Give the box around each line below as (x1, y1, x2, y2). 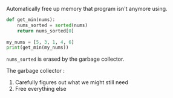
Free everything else (15, 85, 67, 93)
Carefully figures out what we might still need (15, 79, 129, 86)
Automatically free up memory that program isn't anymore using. (6, 5, 168, 12)
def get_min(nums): (6, 17, 56, 23)
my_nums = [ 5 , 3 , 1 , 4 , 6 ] (6, 39, 74, 45)
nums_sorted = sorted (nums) (17, 22, 88, 28)
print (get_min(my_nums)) (6, 44, 69, 51)
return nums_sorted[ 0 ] (17, 28, 74, 34)
